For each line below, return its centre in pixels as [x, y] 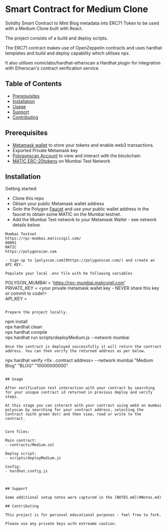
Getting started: [21, 189]
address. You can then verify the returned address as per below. [76, 351]
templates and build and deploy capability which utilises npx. [68, 53]
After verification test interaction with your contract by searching [80, 388]
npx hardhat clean [24, 327]
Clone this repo [28, 198]
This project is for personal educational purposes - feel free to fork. [83, 515]
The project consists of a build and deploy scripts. [57, 38]
